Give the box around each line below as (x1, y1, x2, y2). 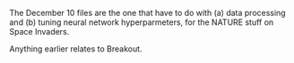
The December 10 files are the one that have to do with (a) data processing (9, 8, 286, 18)
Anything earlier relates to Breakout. (9, 43, 143, 54)
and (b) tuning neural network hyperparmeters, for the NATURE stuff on (9, 17, 274, 28)
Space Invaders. (9, 27, 70, 36)
